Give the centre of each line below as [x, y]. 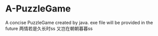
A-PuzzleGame [38, 9]
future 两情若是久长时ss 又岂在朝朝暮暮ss [49, 28]
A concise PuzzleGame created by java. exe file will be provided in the [79, 22]
